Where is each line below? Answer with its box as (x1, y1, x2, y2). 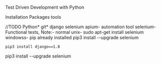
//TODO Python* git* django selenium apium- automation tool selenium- (5, 24, 156, 30)
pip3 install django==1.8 (5, 44, 60, 49)
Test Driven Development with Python (5, 5, 85, 10)
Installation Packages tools (5, 14, 61, 20)
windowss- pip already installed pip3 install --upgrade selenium (5, 35, 139, 40)
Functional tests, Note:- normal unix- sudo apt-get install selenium (5, 29, 144, 35)
